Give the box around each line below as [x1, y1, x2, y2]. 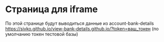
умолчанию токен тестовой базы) [5, 31, 78, 37]
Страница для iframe [5, 4, 98, 15]
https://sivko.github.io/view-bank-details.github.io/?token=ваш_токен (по [5, 25, 159, 31]
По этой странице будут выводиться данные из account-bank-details [5, 20, 154, 26]
